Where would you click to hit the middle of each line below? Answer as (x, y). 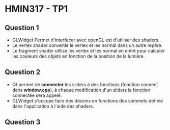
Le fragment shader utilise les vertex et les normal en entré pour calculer (88, 51)
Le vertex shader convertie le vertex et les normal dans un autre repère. (87, 45)
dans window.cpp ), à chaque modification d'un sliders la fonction (81, 90)
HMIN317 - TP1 (36, 9)
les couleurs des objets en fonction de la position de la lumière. (78, 56)
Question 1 (22, 28)
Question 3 (23, 122)
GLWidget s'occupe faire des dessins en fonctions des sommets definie (88, 100)
